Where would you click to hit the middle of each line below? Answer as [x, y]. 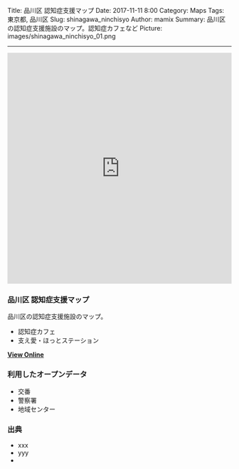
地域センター [36, 409]
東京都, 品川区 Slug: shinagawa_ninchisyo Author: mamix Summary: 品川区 [117, 19]
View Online [26, 355]
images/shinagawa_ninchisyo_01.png [62, 36]
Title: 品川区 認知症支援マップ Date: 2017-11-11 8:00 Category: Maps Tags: [116, 10]
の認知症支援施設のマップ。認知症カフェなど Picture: [85, 28]
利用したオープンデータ [47, 374]
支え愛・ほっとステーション [58, 340]
